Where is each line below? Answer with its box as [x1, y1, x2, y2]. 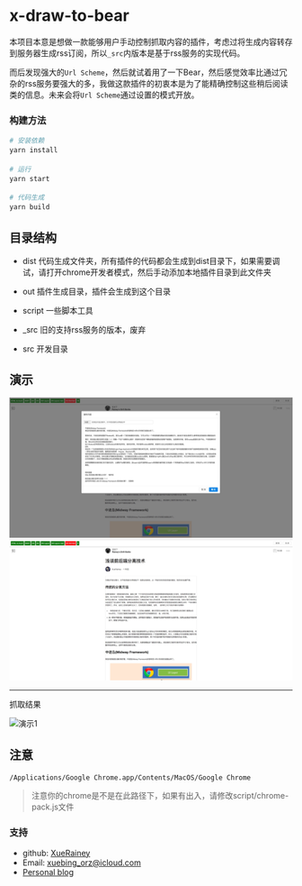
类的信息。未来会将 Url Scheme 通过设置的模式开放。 [9, 89, 200, 100]
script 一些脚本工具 [22, 306, 94, 316]
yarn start [9, 174, 50, 183]
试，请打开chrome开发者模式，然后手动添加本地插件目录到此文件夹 [22, 267, 271, 278]
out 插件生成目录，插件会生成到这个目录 [22, 286, 171, 297]
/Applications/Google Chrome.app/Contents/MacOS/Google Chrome [9, 773, 252, 782]
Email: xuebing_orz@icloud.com [22, 857, 142, 868]
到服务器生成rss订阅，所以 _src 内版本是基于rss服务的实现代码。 [9, 47, 245, 59]
